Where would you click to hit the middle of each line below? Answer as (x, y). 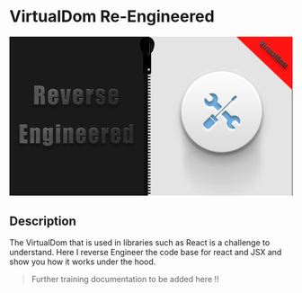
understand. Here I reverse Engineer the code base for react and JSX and (146, 253)
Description (43, 221)
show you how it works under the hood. (83, 262)
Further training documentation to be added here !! (125, 280)
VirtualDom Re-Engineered (112, 17)
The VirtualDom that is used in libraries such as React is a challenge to (140, 243)
